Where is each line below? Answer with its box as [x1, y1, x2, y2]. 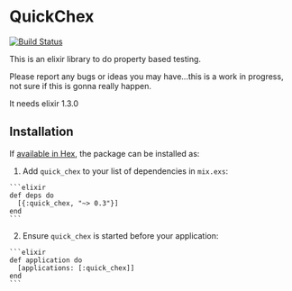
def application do [9, 255, 83, 265]
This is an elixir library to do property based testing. [9, 53, 201, 64]
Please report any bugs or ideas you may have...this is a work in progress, [9, 70, 284, 82]
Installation [9, 124, 74, 140]
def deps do [9, 191, 54, 200]
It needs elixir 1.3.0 [9, 97, 79, 109]
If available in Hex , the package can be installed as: [9, 148, 200, 159]
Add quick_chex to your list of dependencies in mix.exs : [22, 165, 228, 177]
